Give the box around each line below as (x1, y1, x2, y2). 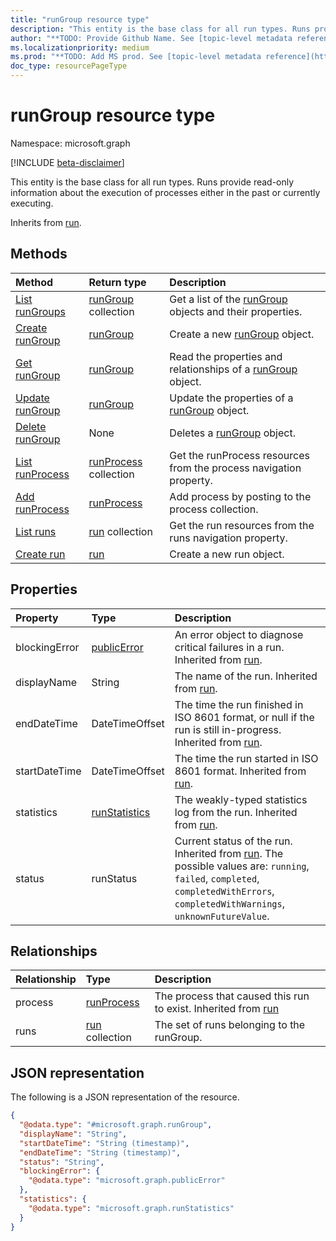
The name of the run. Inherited (174, 669, 318, 683)
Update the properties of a (169, 391, 294, 405)
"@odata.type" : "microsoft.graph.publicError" (28, 1176, 226, 1186)
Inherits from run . (10, 216, 82, 228)
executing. (10, 197, 54, 209)
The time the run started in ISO (174, 751, 319, 765)
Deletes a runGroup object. (169, 426, 296, 440)
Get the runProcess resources (169, 448, 310, 462)
